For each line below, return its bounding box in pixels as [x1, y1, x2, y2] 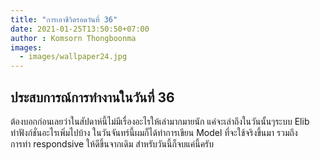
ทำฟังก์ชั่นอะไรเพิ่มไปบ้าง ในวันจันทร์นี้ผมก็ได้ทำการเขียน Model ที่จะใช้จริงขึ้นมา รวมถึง [10, 126, 298, 138]
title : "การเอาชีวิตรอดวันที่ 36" [10, 14, 118, 25]
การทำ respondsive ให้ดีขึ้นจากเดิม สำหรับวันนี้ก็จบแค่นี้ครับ [10, 137, 215, 150]
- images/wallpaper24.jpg [19, 52, 128, 62]
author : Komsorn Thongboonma [10, 33, 137, 43]
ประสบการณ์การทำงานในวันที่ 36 [10, 89, 175, 106]
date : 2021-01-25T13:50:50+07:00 [10, 24, 150, 34]
